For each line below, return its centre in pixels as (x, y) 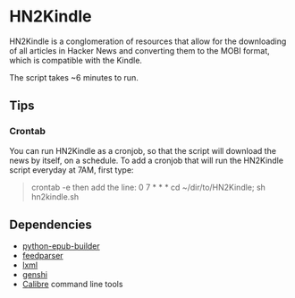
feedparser (43, 256)
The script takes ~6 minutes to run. (74, 77)
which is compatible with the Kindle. (76, 60)
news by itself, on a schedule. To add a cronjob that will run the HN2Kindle (147, 160)
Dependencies (51, 225)
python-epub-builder (61, 246)
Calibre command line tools (72, 285)
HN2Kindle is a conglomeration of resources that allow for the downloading (148, 41)
